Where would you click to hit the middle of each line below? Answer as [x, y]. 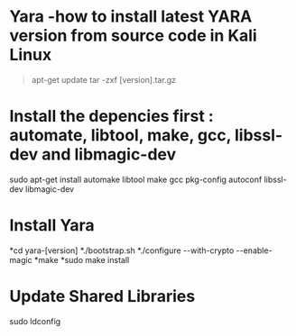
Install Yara [52, 226]
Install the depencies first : [111, 117]
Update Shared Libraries [102, 296]
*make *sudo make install [82, 259]
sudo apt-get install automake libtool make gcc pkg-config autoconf [136, 179]
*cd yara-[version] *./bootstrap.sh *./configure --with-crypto [122, 250]
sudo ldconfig [35, 321]
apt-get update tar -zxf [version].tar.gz [103, 79]
